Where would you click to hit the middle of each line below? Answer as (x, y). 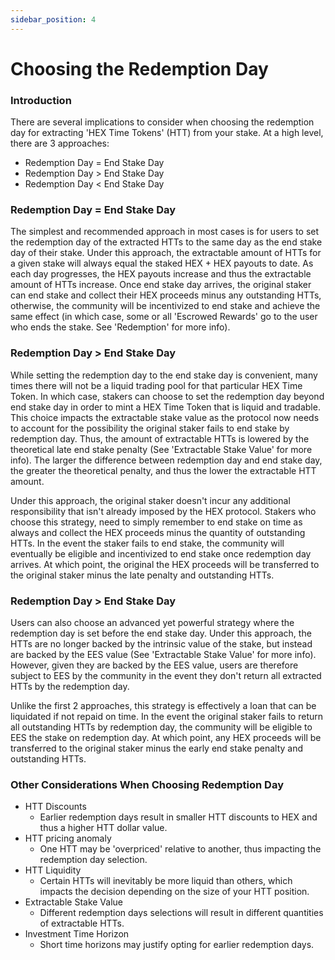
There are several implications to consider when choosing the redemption (162, 122)
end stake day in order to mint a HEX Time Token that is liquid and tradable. (165, 407)
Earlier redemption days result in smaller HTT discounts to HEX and (178, 817)
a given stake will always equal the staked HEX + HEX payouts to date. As (162, 263)
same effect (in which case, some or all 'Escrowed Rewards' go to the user (164, 317)
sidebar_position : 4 (53, 19)
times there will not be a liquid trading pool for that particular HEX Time (156, 385)
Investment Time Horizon (77, 934)
